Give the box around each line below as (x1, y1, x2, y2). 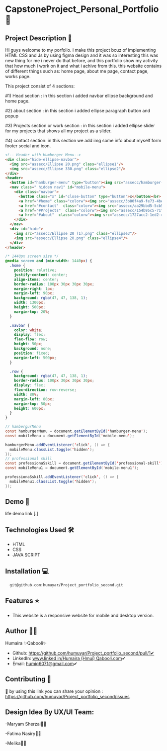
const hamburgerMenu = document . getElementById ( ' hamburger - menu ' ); (5, 429, 148, 434)
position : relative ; (14, 268, 57, 273)
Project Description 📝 (5, 34, 73, 42)
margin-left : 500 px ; (14, 355, 57, 360)
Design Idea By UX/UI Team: (5, 708, 94, 716)
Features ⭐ (5, 597, 40, 605)
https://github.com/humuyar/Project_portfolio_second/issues (5, 693, 130, 699)
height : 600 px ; (14, 406, 46, 411)
